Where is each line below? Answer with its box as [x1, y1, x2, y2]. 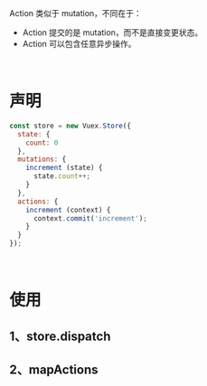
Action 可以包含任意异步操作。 [22, 39, 137, 49]
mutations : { [17, 155, 67, 165]
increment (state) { [25, 164, 103, 173]
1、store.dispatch [9, 328, 111, 344]
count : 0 [25, 138, 59, 147]
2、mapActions [9, 362, 99, 378]
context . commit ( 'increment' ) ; [33, 213, 147, 223]
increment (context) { [25, 205, 111, 214]
